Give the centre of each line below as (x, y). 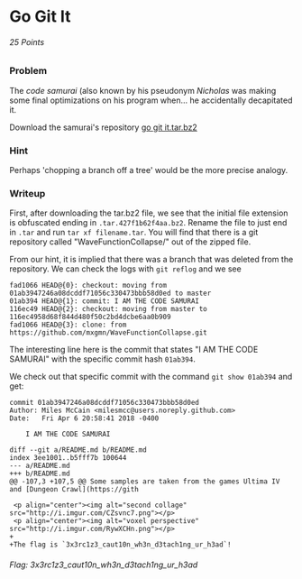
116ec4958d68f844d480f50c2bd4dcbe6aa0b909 (90, 317)
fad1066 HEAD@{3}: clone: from (68, 325)
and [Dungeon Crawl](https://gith (74, 490)
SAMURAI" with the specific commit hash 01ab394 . (102, 359)
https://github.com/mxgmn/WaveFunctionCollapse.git (108, 333)
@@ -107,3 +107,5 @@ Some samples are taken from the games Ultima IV (145, 482)
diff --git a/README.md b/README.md (78, 450)
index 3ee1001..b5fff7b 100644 (68, 458)
